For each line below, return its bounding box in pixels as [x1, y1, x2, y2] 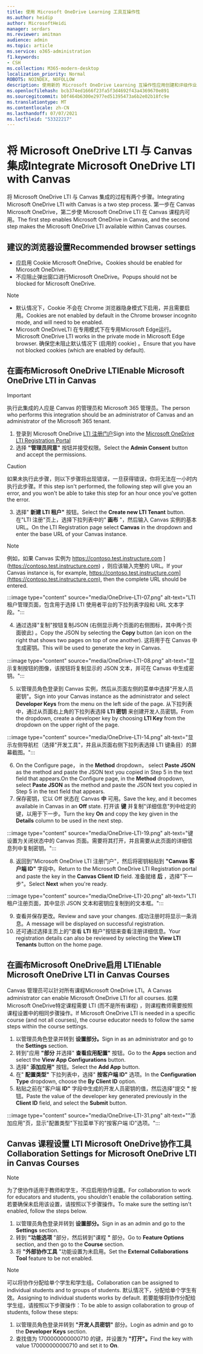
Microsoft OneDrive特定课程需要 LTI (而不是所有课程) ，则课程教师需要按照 [7, 1002, 193, 1009]
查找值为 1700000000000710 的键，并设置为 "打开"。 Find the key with [15, 1335, 193, 1342]
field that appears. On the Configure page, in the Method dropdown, [15, 774, 185, 782]
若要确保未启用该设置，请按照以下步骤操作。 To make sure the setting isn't [7, 1201, 192, 1208]
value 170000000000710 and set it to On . [15, 1342, 120, 1349]
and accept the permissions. [15, 451, 87, 458]
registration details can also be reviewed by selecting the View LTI [15, 934, 181, 942]
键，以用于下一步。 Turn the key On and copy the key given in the [15, 810, 178, 817]
